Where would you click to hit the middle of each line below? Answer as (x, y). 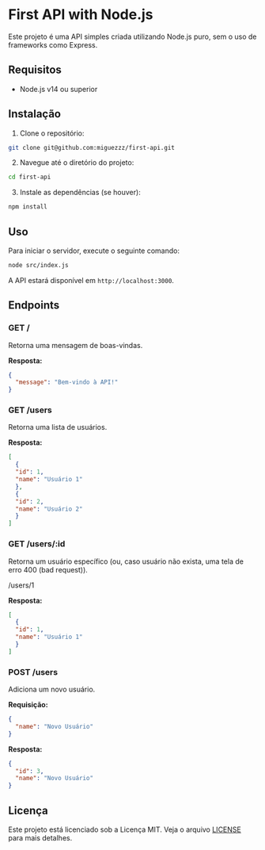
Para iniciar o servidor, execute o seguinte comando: (94, 251)
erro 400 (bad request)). (48, 569)
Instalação (35, 114)
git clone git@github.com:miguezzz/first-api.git (92, 147)
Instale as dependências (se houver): (80, 193)
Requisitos (35, 70)
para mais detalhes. (40, 838)
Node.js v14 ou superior (59, 89)
